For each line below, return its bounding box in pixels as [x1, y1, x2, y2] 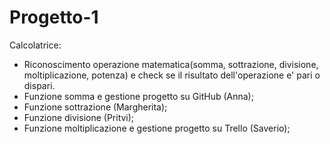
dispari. [23, 79, 56, 91]
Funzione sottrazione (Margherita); [23, 101, 168, 113]
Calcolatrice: [9, 39, 62, 51]
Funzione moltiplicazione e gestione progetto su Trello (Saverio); [23, 122, 291, 134]
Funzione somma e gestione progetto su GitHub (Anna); [23, 90, 254, 102]
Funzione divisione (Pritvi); [23, 111, 135, 123]
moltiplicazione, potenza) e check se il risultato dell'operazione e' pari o [23, 69, 321, 81]
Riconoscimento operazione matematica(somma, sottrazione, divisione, [23, 58, 319, 70]
